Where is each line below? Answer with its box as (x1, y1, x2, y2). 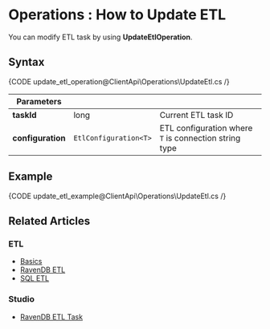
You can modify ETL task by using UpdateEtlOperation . (8, 32, 193, 42)
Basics (19, 257, 43, 266)
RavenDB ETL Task (19, 311, 83, 322)
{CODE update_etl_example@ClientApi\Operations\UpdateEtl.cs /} (8, 191, 227, 201)
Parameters (15, 95, 62, 107)
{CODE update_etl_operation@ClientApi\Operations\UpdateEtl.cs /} (8, 76, 231, 86)
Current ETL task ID (159, 109, 234, 120)
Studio (8, 294, 35, 305)
